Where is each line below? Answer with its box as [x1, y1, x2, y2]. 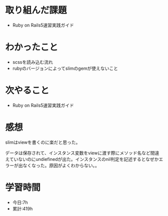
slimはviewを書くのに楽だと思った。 [5, 139, 81, 145]
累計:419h [12, 205, 33, 211]
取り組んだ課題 [5, 5, 67, 16]
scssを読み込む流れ [12, 59, 53, 65]
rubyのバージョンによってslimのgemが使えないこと [12, 65, 118, 71]
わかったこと [5, 42, 59, 53]
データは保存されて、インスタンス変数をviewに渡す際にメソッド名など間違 [5, 150, 159, 156]
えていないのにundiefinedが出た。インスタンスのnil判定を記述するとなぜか [5, 156, 159, 162]
